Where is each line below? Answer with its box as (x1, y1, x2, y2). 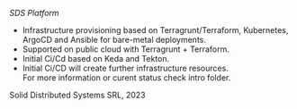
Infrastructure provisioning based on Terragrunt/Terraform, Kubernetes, (22, 25, 289, 35)
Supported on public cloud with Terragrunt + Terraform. (22, 44, 229, 54)
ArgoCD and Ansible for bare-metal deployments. (22, 35, 207, 45)
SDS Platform (9, 8, 60, 18)
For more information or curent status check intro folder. (22, 72, 231, 83)
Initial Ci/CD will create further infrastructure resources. (22, 63, 229, 73)
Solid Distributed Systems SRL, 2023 (9, 89, 146, 100)
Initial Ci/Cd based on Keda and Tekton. (22, 54, 169, 63)
